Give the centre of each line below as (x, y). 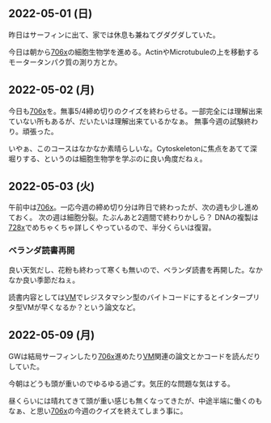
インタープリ (239, 297)
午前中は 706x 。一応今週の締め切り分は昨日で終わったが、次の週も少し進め (133, 207)
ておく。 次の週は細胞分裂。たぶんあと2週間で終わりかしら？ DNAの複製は (133, 218)
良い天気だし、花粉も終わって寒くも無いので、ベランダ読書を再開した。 (129, 269)
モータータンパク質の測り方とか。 (65, 61)
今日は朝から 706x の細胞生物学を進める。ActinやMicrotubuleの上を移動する (134, 52)
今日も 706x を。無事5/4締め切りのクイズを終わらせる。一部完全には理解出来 (135, 111)
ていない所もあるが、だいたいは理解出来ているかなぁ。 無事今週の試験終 (130, 121)
